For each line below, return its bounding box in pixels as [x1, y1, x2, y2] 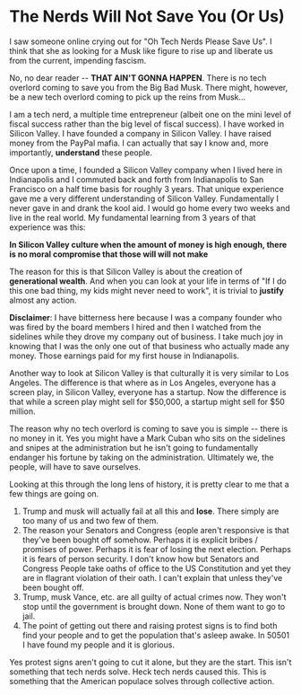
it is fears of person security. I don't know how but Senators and [21, 553, 260, 564]
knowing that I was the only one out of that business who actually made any [9, 340, 289, 351]
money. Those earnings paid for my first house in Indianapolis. [9, 350, 240, 361]
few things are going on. [9, 488, 99, 499]
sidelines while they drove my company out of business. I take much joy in [9, 330, 284, 342]
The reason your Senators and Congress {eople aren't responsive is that [21, 524, 289, 535]
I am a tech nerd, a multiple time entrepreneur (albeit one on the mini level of [9, 109, 292, 119]
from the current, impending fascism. [9, 55, 147, 66]
